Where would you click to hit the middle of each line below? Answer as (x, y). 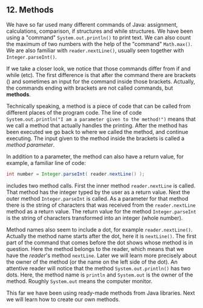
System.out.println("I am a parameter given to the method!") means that (101, 119)
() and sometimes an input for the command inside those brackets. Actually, (101, 81)
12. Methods (30, 10)
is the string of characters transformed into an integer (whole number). (95, 218)
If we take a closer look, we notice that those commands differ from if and (98, 69)
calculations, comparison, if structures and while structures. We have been (100, 31)
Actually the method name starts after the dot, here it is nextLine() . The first (101, 236)
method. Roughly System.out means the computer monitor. (79, 281)
